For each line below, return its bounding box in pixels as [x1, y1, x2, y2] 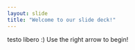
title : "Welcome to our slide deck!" [7, 16, 116, 23]
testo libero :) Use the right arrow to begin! [7, 35, 129, 43]
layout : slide [7, 10, 48, 17]
